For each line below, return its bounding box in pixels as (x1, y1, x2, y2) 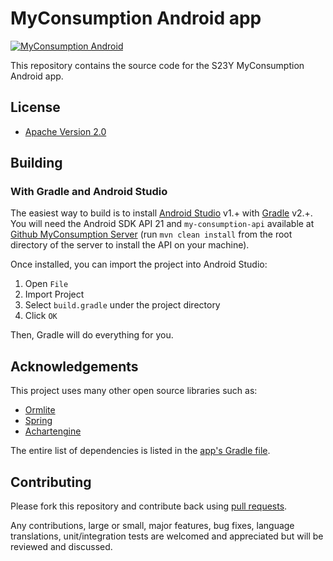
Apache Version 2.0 (24, 125, 107, 137)
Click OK (24, 310, 58, 322)
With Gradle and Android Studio (10, 185, 168, 199)
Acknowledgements (10, 358, 139, 375)
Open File (24, 278, 69, 290)
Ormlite (24, 404, 56, 416)
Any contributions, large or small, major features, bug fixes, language (10, 520, 295, 532)
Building (10, 155, 63, 172)
